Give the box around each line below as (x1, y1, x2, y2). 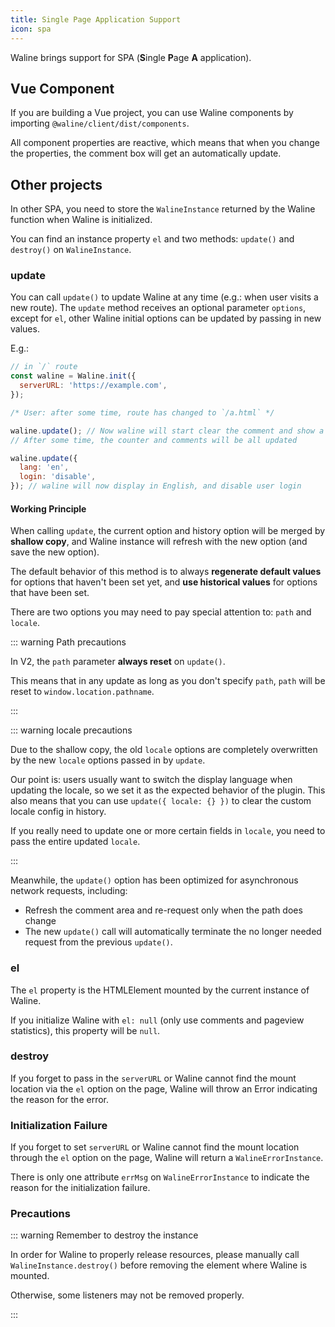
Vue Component (10, 80, 115, 97)
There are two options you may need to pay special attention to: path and (10, 606, 312, 618)
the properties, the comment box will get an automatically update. (10, 147, 282, 160)
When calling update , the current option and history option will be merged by (10, 525, 326, 537)
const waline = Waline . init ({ (10, 371, 137, 381)
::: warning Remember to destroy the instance (10, 1229, 199, 1241)
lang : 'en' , (19, 462, 70, 473)
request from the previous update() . (24, 936, 173, 948)
